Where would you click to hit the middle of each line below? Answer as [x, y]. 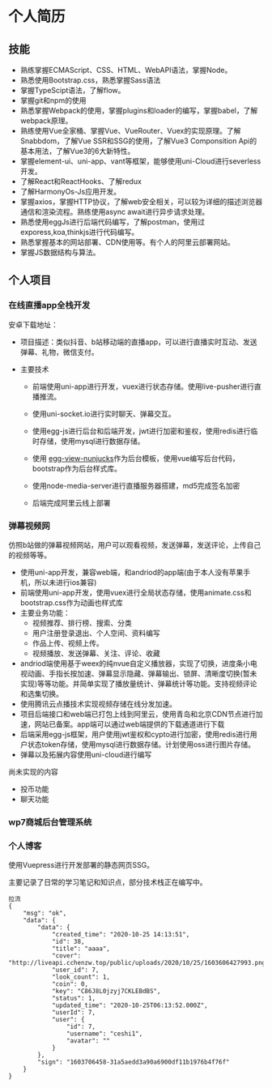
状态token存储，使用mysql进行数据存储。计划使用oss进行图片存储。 [141, 744]
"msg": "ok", [45, 913]
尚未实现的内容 [33, 771]
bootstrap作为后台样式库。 [77, 468]
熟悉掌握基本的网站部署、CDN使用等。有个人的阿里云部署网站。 [127, 242]
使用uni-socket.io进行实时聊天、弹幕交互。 [104, 413]
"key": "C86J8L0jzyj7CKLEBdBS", [106, 992]
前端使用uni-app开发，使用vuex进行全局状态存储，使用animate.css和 [136, 592]
